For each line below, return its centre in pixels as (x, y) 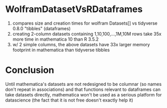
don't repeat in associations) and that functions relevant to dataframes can (83, 89)
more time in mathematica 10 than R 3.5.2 (55, 39)
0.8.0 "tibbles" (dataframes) (41, 28)
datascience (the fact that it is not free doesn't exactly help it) (69, 100)
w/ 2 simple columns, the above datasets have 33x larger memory (81, 44)
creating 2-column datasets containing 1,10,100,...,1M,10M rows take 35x (87, 34)
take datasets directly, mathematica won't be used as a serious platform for (84, 94)
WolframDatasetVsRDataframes (74, 9)
